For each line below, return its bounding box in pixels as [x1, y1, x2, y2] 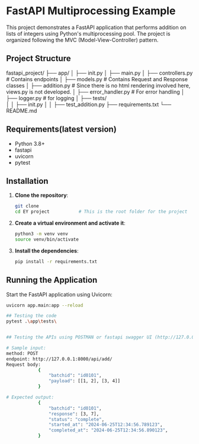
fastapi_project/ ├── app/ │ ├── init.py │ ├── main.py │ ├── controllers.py [6, 69, 193, 76]
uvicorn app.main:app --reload [6, 302, 84, 308]
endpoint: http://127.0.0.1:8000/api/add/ [6, 356, 113, 362]
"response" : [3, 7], [48, 411, 99, 417]
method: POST [6, 350, 38, 356]
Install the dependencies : [14, 247, 79, 254]
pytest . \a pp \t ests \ [6, 318, 57, 324]
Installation [6, 176, 49, 186]
